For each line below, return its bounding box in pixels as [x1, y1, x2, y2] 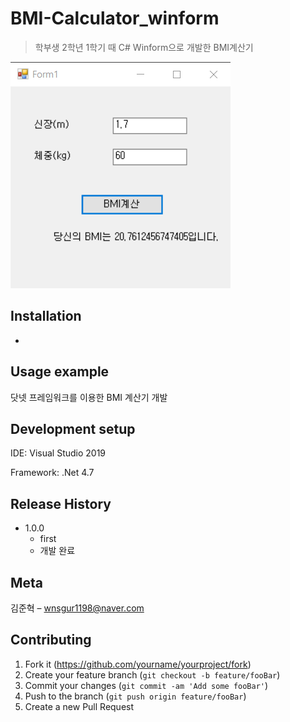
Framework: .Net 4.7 [10, 467, 95, 479]
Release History [10, 495, 112, 512]
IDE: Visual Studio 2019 [10, 447, 107, 459]
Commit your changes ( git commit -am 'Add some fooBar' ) [24, 679, 269, 691]
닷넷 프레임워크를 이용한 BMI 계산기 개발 [10, 391, 168, 403]
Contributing [10, 632, 92, 649]
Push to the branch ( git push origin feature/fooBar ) [24, 690, 247, 702]
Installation [10, 308, 82, 325]
